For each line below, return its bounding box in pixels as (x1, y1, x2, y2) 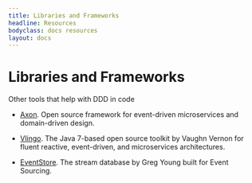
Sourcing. (19, 166, 52, 176)
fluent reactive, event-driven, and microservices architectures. (19, 142, 226, 152)
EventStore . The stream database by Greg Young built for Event (19, 158, 229, 167)
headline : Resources (8, 19, 77, 27)
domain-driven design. (19, 119, 95, 128)
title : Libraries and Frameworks (8, 11, 120, 20)
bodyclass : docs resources (8, 26, 98, 34)
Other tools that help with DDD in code (8, 95, 136, 104)
